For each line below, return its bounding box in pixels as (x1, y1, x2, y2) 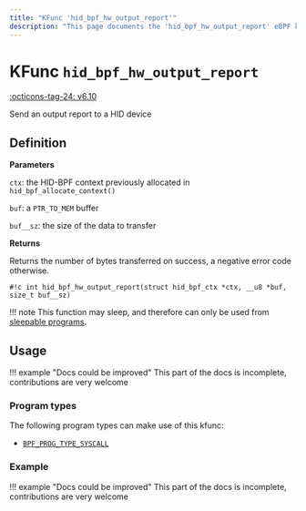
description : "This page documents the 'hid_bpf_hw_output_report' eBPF (9, 22, 291, 31)
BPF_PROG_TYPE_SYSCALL (22, 439, 109, 449)
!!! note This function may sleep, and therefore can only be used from (9, 307, 270, 318)
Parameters (9, 159, 55, 170)
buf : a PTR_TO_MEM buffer (9, 202, 99, 214)
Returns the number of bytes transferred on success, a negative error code (9, 256, 291, 267)
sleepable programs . (9, 316, 87, 328)
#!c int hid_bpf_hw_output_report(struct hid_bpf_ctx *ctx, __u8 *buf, (9, 283, 287, 292)
